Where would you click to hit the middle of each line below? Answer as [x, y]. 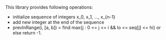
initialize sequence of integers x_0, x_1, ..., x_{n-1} [64, 17]
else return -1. [27, 33]
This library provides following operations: [49, 7]
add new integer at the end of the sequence [58, 22]
